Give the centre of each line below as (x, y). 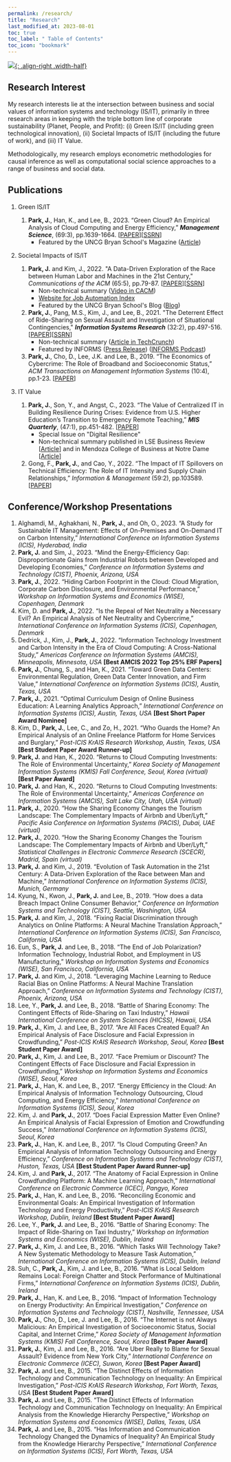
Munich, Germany (43, 888)
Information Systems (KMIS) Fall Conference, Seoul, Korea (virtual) (113, 772)
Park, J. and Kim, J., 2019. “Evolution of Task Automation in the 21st (113, 866)
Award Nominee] (42, 721)
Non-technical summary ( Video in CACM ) (97, 290)
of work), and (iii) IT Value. (45, 140)
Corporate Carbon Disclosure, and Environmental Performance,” (109, 589)
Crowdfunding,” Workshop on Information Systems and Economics (113, 1071)
